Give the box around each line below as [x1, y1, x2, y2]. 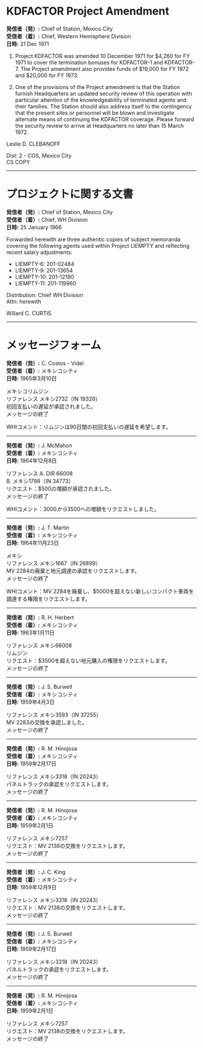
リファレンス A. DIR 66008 [6, 470, 73, 477]
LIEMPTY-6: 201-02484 [14, 260, 74, 267]
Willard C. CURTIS [6, 309, 52, 316]
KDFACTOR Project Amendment [6, 4, 169, 18]
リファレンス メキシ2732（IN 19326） [6, 395, 101, 402]
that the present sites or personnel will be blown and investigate [14, 109, 175, 116]
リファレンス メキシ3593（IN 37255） [6, 711, 101, 718]
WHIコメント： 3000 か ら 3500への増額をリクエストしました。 [6, 505, 160, 513]
